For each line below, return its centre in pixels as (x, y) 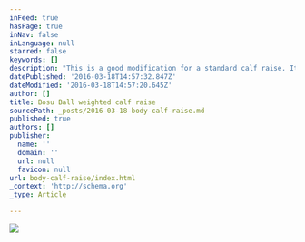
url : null (36, 161)
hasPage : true (36, 26)
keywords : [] (34, 60)
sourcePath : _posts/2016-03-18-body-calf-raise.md (107, 111)
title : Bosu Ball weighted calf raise (83, 102)
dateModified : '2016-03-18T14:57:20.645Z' (91, 85)
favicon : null (44, 169)
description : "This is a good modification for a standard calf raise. (148, 69)
